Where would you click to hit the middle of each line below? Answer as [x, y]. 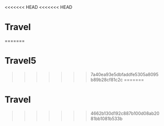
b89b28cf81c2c [107, 80]
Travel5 [20, 61]
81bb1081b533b [107, 119]
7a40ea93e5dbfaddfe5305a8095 [125, 74]
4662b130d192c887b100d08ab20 [125, 113]
